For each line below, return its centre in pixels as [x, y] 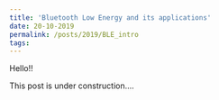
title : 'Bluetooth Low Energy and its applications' [110, 18]
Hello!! [21, 68]
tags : [19, 43]
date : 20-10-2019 [42, 26]
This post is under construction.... [72, 86]
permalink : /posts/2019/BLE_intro [74, 34]
